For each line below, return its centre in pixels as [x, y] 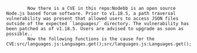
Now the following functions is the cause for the [91, 39]
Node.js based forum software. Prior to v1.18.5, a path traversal [91, 13]
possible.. [20, 34]
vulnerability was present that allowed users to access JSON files [92, 19]
